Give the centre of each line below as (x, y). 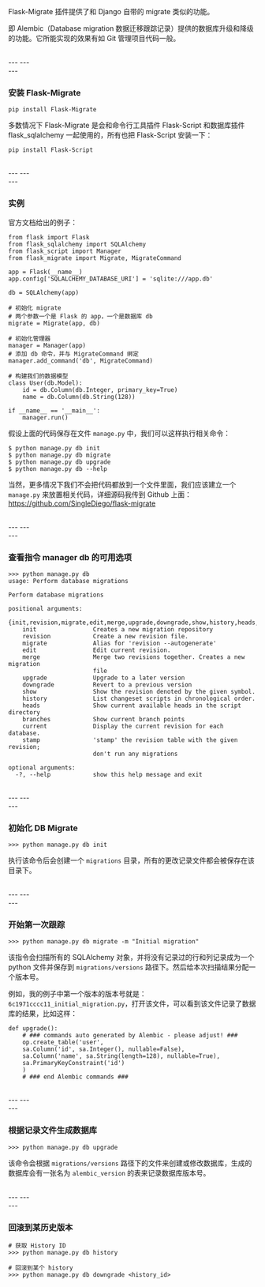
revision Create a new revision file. (106, 636)
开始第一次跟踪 (37, 925)
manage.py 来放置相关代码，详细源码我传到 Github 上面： (100, 494)
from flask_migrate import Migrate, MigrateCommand (95, 258)
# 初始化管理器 (30, 338)
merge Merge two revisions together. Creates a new (134, 657)
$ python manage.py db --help (58, 469)
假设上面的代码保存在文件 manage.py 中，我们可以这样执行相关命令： (119, 433)
